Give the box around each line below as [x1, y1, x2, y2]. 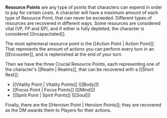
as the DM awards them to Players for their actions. [5, 107, 112, 113]
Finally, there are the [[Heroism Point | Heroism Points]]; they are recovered [5, 102, 161, 107]
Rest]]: [5, 72, 19, 77]
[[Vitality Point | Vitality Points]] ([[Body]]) [12, 81, 99, 87]
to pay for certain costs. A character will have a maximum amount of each [5, 10, 158, 16]
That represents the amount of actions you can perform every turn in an [5, 46, 154, 52]
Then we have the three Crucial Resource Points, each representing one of [5, 61, 160, 67]
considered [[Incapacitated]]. [5, 31, 66, 37]
